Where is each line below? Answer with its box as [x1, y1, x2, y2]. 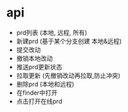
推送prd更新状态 [16, 63, 62, 71]
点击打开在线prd [16, 97, 62, 105]
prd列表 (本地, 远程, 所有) [16, 28, 88, 36]
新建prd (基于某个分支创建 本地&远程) [16, 36, 123, 45]
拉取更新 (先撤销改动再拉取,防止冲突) [16, 71, 120, 80]
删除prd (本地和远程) [16, 80, 75, 88]
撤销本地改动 [16, 54, 53, 63]
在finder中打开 [16, 88, 57, 97]
